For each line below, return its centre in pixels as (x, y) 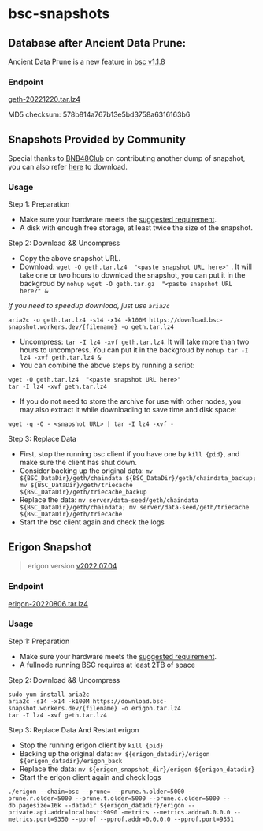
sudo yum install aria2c (49, 695)
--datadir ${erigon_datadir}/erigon (124, 805)
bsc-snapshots (59, 14)
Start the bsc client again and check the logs (92, 522)
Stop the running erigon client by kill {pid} (91, 745)
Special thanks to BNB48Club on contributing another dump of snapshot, (127, 158)
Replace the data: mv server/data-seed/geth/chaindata (109, 500)
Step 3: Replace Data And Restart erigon (74, 729)
